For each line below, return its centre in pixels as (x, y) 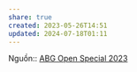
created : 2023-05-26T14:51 (58, 25)
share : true (30, 17)
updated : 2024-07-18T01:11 (58, 33)
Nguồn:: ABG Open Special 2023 (68, 59)
